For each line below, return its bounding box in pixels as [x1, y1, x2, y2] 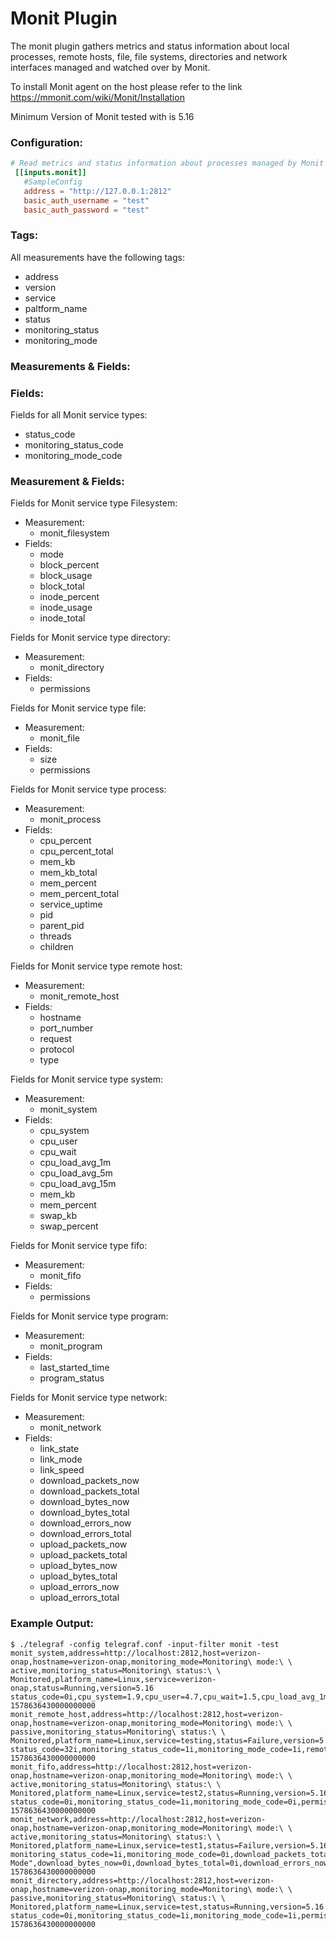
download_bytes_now [39, 1496, 130, 1508]
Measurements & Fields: [10, 359, 131, 373]
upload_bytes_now [39, 1560, 118, 1572]
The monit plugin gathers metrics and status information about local [10, 40, 290, 52]
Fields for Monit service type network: [10, 1392, 168, 1404]
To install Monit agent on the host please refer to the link [10, 80, 243, 92]
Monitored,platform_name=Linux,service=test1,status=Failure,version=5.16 [10, 1840, 329, 1851]
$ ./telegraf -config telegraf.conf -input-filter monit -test [10, 1639, 280, 1649]
